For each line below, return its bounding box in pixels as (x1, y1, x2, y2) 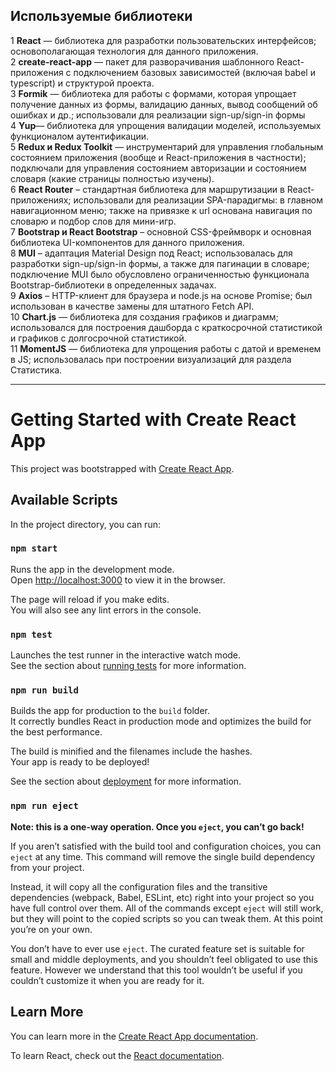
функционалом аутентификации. (10, 130, 150, 142)
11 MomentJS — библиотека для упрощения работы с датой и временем (10, 342, 322, 354)
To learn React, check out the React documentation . (10, 1049, 225, 1061)
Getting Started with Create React (10, 409, 297, 431)
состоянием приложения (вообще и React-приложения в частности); (10, 151, 307, 163)
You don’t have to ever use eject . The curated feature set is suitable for (10, 942, 305, 954)
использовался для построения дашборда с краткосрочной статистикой (10, 321, 323, 333)
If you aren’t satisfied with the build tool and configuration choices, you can (10, 840, 322, 852)
